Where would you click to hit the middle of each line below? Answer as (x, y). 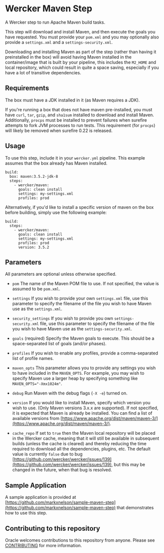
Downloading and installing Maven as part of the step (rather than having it (81, 52)
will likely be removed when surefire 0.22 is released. (59, 130)
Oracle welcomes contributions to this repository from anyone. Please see (80, 540)
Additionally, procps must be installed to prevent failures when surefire (76, 120)
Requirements (27, 88)
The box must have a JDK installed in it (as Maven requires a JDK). (72, 100)
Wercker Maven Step (49, 9)
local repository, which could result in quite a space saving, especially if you (82, 67)
